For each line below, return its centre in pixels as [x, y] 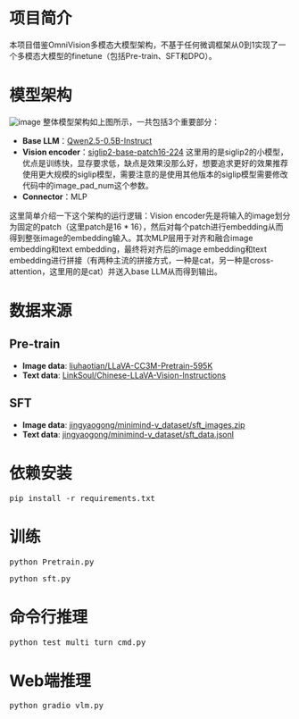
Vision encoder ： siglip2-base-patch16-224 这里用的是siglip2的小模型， [155, 152]
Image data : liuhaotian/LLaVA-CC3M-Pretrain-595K [117, 365]
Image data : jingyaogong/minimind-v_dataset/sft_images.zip [133, 424]
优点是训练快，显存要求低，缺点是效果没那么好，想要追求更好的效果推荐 [155, 163]
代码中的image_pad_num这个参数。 [87, 185]
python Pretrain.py [52, 562]
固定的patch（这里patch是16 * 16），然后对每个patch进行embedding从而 [150, 226]
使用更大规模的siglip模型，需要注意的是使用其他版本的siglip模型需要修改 [155, 174]
